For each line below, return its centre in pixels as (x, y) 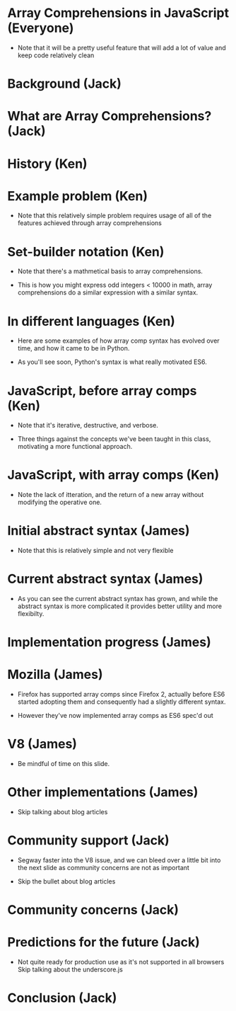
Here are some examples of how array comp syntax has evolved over (119, 341)
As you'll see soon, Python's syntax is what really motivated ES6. (112, 362)
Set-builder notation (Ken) (86, 252)
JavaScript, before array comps (102, 390)
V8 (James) (42, 744)
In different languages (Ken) (91, 321)
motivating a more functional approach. (75, 447)
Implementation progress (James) (109, 642)
